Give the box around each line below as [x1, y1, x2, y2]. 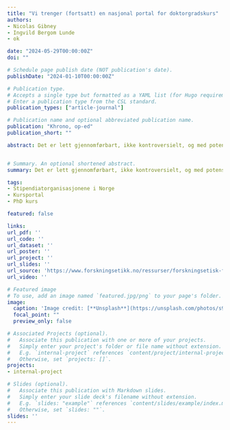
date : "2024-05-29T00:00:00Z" [7, 48, 94, 55]
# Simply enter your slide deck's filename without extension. [7, 393, 197, 401]
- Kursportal [7, 192, 44, 199]
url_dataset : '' [7, 242, 53, 249]
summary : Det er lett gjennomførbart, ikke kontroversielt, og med [7, 166, 204, 173]
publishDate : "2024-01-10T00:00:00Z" [7, 73, 115, 79]
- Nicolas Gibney [7, 23, 57, 29]
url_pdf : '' [7, 229, 41, 236]
